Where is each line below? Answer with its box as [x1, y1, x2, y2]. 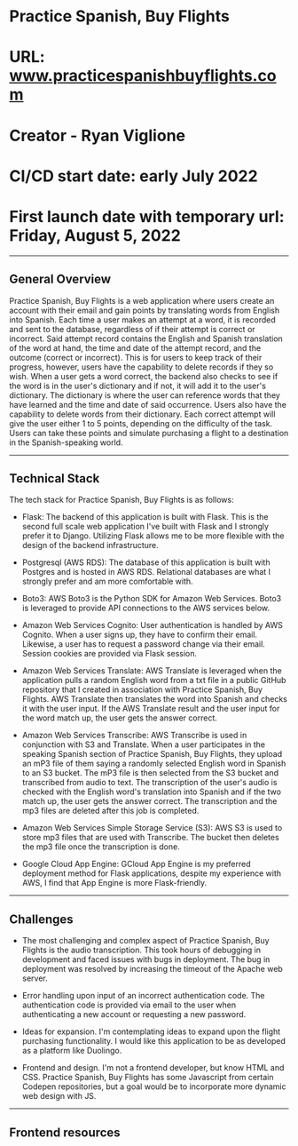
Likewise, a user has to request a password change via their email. [21, 639, 266, 649]
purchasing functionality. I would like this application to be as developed [21, 1036, 286, 1047]
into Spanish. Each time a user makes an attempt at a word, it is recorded [9, 314, 277, 325]
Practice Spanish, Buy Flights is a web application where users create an [9, 295, 275, 306]
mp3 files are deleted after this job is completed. [21, 806, 200, 816]
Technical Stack [9, 471, 100, 486]
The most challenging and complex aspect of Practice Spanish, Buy [21, 935, 270, 946]
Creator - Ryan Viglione [9, 125, 186, 146]
